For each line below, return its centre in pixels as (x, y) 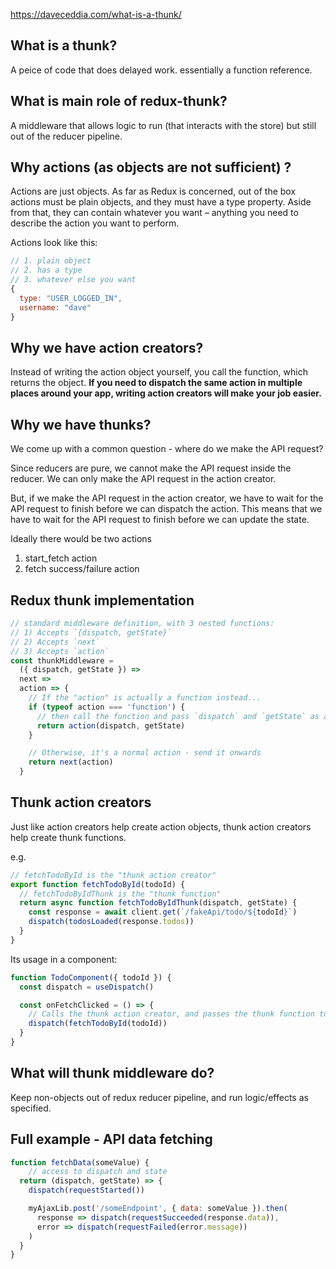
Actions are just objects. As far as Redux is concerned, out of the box (153, 191)
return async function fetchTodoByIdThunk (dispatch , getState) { (158, 903)
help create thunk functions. (68, 837)
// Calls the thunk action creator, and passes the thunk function (171, 1014)
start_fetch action (61, 558)
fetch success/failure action (82, 569)
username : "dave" (55, 307)
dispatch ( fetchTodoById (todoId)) (98, 1024)
